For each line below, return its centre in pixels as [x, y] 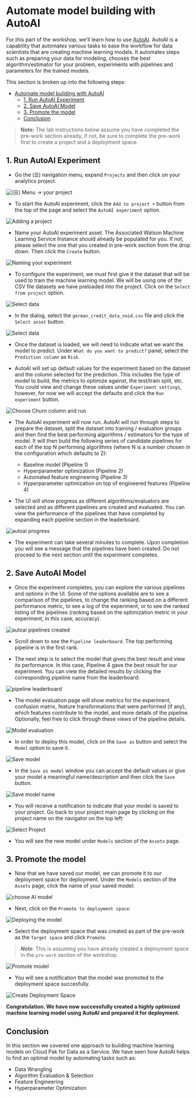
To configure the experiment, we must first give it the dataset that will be [102, 274]
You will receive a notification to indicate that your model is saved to [97, 806]
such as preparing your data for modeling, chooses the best [78, 58]
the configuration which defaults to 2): [61, 453]
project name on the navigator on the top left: [69, 818]
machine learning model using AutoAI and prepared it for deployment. [93, 1013]
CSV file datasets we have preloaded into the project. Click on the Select [102, 286]
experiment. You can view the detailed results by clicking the [88, 671]
